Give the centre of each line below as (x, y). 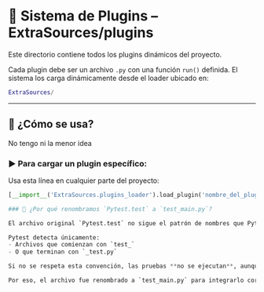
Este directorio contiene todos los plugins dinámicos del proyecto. (115, 54)
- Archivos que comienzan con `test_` (71, 245)
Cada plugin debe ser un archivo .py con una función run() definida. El (123, 69)
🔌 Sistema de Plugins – (83, 16)
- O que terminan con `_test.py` (63, 252)
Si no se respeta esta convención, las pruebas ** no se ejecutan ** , (123, 266)
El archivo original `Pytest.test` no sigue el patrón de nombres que (126, 223)
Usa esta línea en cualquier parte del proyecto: (84, 181)
